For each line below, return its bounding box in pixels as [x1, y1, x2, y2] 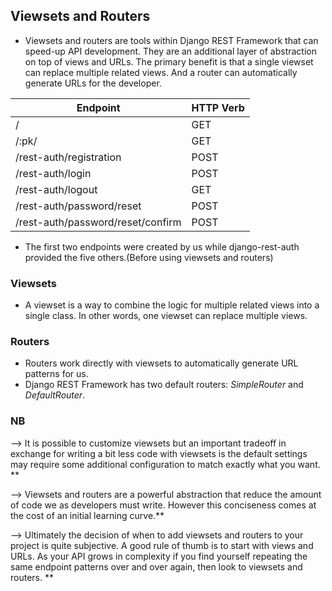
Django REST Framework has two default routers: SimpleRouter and [24, 379, 304, 391]
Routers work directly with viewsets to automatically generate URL [24, 357, 299, 369]
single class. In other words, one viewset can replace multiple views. [24, 310, 308, 322]
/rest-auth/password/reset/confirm [15, 215, 182, 229]
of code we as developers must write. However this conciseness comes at [10, 499, 317, 511]
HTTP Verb [191, 100, 245, 114]
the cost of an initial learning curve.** [10, 509, 165, 521]
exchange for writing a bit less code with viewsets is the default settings [10, 447, 308, 459]
